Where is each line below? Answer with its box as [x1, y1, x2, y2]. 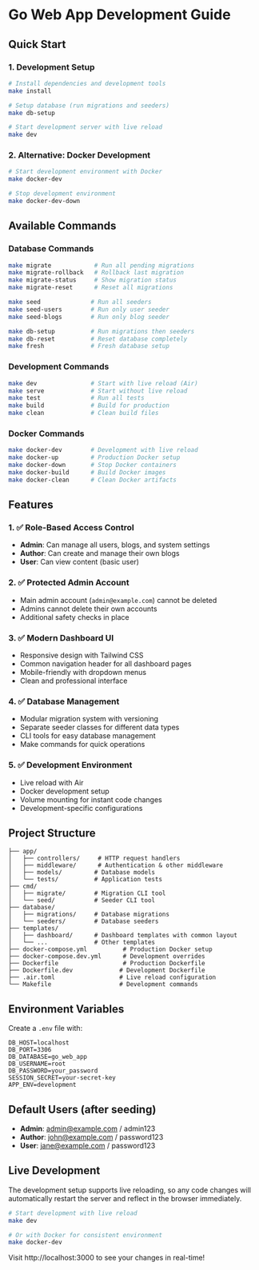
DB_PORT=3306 [8, 1046, 52, 1054]
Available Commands [8, 219, 117, 233]
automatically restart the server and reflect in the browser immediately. [8, 1193, 242, 1203]
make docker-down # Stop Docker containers [8, 461, 177, 469]
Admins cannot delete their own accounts [19, 604, 157, 613]
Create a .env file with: [8, 1024, 83, 1033]
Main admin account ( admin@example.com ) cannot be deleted [19, 595, 217, 605]
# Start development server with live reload [8, 123, 162, 131]
